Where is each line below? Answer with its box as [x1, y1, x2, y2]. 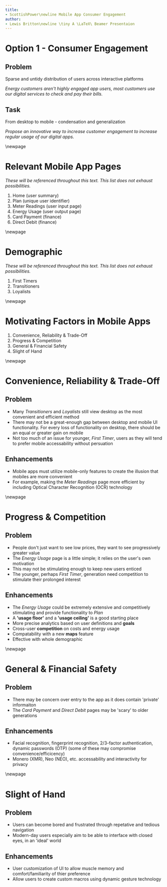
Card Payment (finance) [12, 214, 62, 220]
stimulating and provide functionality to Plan [12, 609, 103, 615]
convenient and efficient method [12, 414, 80, 420]
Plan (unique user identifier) [12, 198, 70, 204]
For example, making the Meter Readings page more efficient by [12, 479, 145, 485]
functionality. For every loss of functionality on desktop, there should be [12, 424, 161, 430]
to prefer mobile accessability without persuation [12, 440, 113, 446]
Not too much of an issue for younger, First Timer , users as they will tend [12, 435, 163, 441]
